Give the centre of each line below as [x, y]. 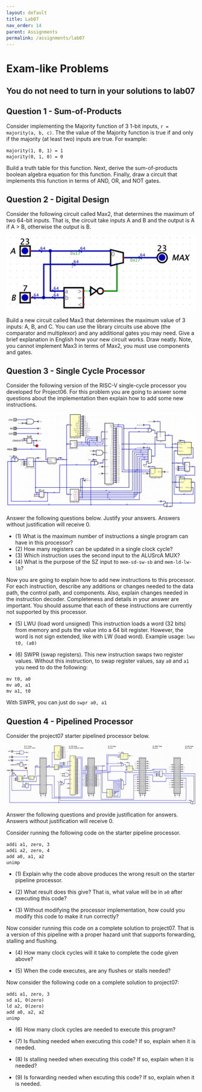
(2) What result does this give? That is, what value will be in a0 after [99, 892]
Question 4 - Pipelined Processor [70, 721]
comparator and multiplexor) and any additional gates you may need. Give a [100, 333]
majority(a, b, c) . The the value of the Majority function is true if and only [100, 132]
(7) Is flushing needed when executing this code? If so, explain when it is [105, 1041]
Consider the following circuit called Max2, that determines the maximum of [100, 214]
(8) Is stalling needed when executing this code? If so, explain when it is [104, 1059]
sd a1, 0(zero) [25, 1000]
